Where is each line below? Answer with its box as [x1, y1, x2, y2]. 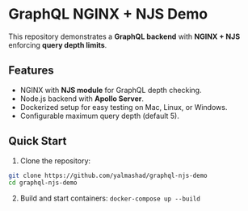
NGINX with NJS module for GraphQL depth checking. [19, 85, 202, 95]
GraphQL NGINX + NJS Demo [8, 5, 208, 23]
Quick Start [8, 134, 67, 148]
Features [8, 64, 54, 78]
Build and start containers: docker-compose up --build [19, 193, 200, 203]
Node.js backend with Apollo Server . [19, 94, 144, 103]
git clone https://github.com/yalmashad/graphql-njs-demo [8, 171, 208, 179]
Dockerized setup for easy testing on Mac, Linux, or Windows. [19, 102, 228, 112]
